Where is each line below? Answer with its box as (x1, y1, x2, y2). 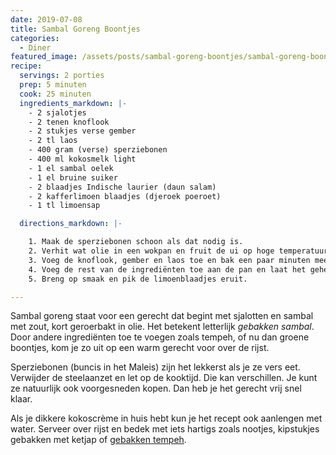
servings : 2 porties (19, 71, 105, 81)
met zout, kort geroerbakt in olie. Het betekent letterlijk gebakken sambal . (10, 321, 315, 333)
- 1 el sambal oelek (28, 163, 114, 173)
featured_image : (10, 52, 78, 62)
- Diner (19, 42, 52, 53)
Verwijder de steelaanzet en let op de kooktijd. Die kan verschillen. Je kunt (10, 372, 318, 384)
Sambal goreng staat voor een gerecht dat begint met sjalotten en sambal (10, 310, 314, 322)
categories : (10, 33, 60, 43)
